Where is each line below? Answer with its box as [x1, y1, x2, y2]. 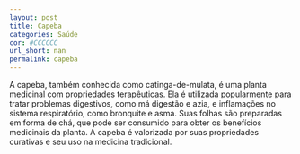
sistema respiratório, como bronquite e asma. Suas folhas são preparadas [9, 108, 283, 118]
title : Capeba [9, 21, 63, 30]
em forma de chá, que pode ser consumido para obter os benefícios [9, 117, 262, 128]
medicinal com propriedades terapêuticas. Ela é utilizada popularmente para [9, 89, 292, 99]
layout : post [9, 13, 58, 22]
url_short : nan [9, 47, 66, 56]
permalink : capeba [9, 55, 78, 64]
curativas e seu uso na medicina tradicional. [9, 136, 172, 147]
